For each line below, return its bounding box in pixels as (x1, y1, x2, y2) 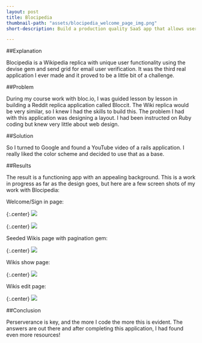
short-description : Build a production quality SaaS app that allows (6, 25, 185, 32)
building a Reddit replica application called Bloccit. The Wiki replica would (6, 102, 189, 109)
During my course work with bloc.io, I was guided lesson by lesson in (6, 95, 178, 102)
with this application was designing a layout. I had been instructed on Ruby (6, 114, 192, 122)
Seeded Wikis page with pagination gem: (6, 235, 108, 242)
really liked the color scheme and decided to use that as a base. (6, 150, 165, 158)
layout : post (6, 8, 39, 15)
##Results (6, 162, 31, 169)
